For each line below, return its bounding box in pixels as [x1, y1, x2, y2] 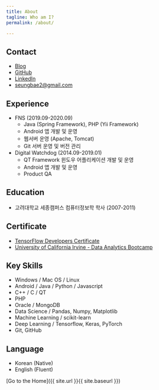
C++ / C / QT [14, 289, 46, 296]
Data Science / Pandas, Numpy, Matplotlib [14, 308, 118, 315]
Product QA [23, 170, 52, 177]
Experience [6, 98, 49, 108]
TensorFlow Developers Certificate [14, 237, 100, 244]
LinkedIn [14, 75, 36, 82]
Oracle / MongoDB [14, 302, 60, 309]
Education [6, 187, 45, 197]
